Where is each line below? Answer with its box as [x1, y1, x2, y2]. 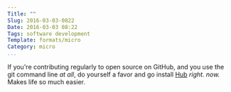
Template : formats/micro [7, 37, 81, 44]
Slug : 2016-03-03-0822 [7, 17, 75, 24]
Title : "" [7, 10, 37, 18]
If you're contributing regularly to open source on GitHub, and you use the [7, 63, 225, 71]
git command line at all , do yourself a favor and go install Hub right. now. [7, 70, 220, 79]
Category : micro [7, 43, 55, 50]
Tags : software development [7, 30, 91, 38]
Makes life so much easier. [7, 78, 86, 86]
